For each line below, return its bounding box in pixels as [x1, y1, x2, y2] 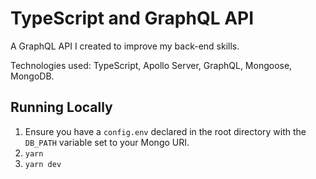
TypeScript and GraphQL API [10, 7, 255, 30]
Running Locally [10, 99, 113, 116]
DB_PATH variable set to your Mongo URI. [24, 136, 190, 148]
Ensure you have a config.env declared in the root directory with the [24, 125, 307, 137]
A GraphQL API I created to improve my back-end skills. [10, 40, 240, 52]
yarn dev [24, 159, 62, 169]
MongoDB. [10, 70, 55, 82]
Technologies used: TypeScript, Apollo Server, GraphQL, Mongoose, [10, 59, 293, 71]
